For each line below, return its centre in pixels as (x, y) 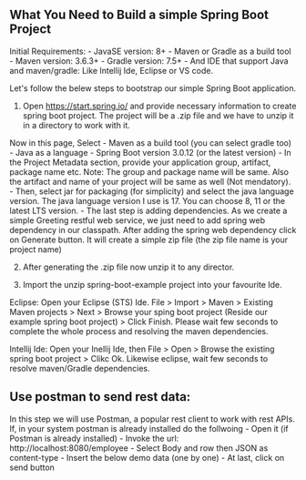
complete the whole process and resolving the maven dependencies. (139, 331)
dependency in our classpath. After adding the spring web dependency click (153, 230)
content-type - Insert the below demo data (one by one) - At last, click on (147, 457)
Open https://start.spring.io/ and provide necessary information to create (159, 106)
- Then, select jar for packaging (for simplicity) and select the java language (152, 191)
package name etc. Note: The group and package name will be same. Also (149, 171)
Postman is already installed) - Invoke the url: (94, 438)
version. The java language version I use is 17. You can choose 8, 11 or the (147, 200)
